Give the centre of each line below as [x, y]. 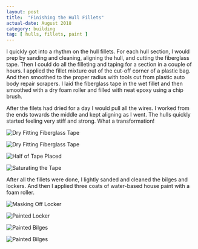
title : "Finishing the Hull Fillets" [55, 18]
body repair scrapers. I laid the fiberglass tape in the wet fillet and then [94, 84]
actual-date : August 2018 [39, 23]
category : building [31, 29]
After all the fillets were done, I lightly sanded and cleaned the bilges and [97, 179]
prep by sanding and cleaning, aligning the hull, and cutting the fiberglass [98, 58]
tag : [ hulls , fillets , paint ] [47, 34]
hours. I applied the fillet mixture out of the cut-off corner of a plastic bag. [98, 71]
